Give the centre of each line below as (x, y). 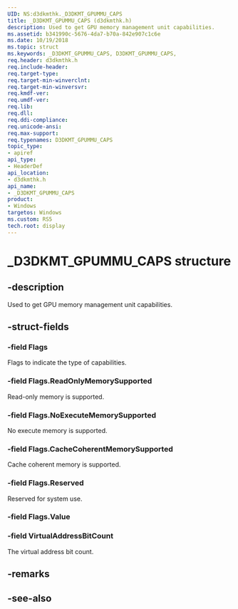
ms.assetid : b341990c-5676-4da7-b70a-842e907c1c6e (84, 34)
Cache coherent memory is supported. (64, 464)
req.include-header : (38, 67)
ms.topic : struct (33, 47)
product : (20, 199)
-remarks (29, 574)
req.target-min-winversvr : (47, 87)
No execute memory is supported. (58, 430)
